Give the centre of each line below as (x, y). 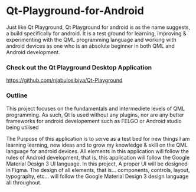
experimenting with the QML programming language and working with (91, 39)
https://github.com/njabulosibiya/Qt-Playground (64, 80)
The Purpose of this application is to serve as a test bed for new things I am (98, 138)
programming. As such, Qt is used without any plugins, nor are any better (95, 115)
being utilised (23, 127)
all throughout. (24, 182)
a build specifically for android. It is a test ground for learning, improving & (97, 33)
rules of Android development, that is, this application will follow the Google (98, 157)
